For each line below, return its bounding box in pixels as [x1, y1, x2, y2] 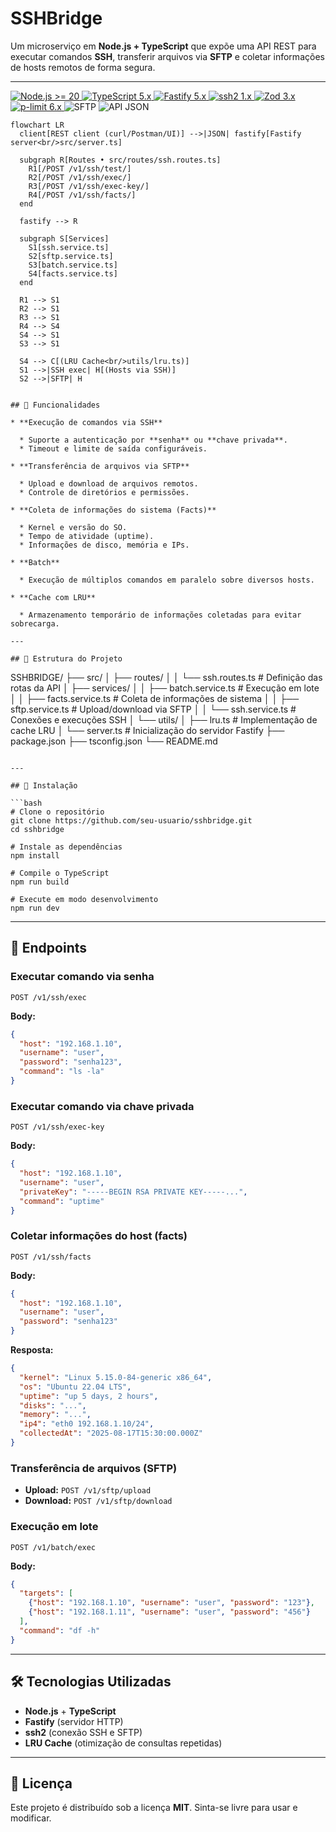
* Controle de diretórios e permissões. [19, 487, 190, 497]
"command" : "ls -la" [19, 1067, 105, 1077]
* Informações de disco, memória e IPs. [19, 540, 190, 550]
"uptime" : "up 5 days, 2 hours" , [19, 1391, 159, 1401]
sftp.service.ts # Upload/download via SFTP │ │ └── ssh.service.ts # [10, 703, 297, 715]
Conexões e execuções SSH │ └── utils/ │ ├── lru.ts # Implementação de [10, 713, 318, 726]
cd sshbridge [10, 824, 65, 834]
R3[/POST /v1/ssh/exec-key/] [28, 181, 150, 191]
